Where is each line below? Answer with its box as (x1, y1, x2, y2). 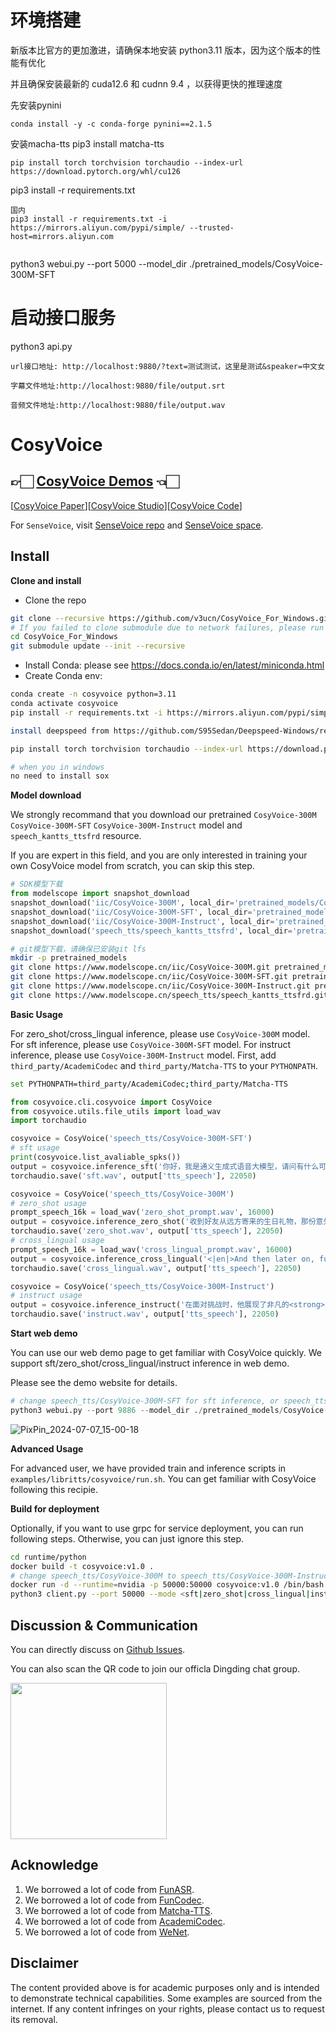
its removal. (10, 2013, 58, 2025)
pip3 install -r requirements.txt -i (10, 214, 168, 224)
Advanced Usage (10, 1442, 84, 1455)
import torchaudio (10, 1116, 87, 1126)
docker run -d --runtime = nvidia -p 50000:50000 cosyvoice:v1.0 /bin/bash (10, 1580, 325, 1590)
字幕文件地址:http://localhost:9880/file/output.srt (10, 381, 226, 391)
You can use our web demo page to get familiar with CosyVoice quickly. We (10, 1347, 322, 1359)
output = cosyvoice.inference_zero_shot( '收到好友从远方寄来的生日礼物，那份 (10, 1217, 317, 1227)
